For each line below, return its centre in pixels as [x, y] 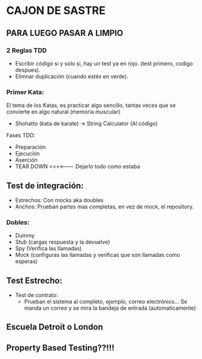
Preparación [30, 147]
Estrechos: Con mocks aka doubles [59, 200]
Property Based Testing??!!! [60, 348]
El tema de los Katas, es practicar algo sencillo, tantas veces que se [91, 105]
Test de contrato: [36, 295]
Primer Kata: [25, 92]
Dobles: [18, 222]
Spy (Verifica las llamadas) [48, 248]
